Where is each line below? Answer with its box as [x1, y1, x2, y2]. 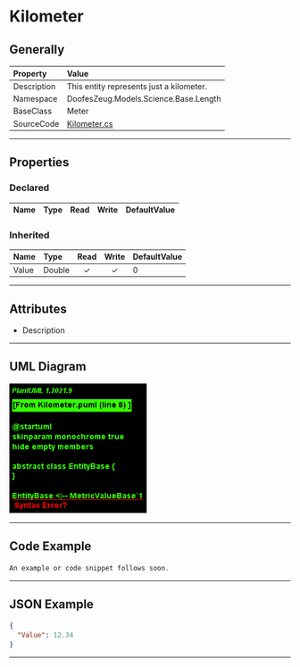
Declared [9, 181, 50, 194]
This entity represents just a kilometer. [66, 80, 208, 91]
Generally [9, 42, 65, 57]
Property [12, 68, 47, 79]
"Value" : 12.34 [17, 631, 74, 640]
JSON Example [9, 596, 94, 612]
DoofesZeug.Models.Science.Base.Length [66, 94, 221, 104]
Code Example [9, 538, 92, 554]
